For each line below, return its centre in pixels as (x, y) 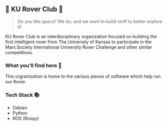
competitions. (19, 52)
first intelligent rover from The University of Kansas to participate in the (78, 42)
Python (20, 113)
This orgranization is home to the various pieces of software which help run (83, 76)
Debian (20, 108)
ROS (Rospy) (25, 118)
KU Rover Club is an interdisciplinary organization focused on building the (81, 36)
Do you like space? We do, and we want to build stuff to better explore (90, 21)
